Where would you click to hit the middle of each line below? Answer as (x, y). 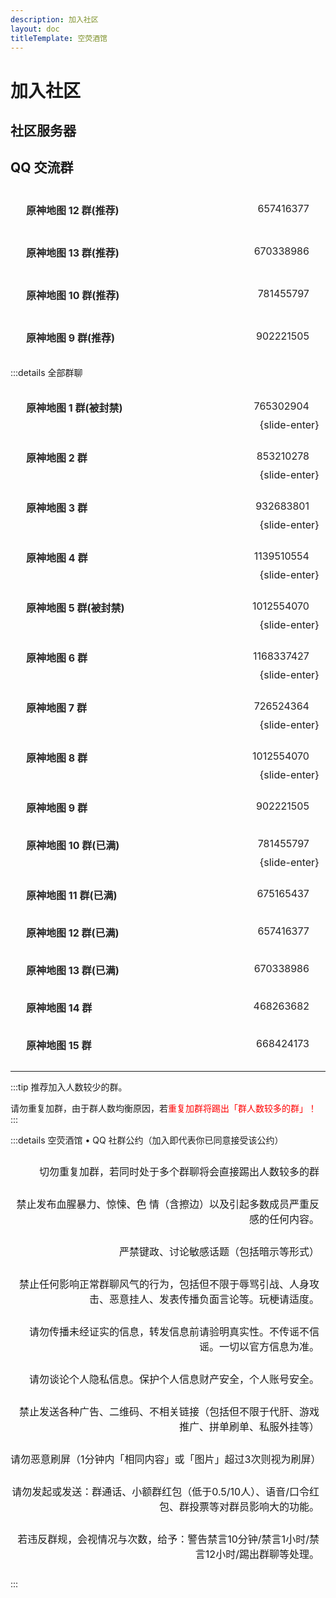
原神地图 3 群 (57, 508)
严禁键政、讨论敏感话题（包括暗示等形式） (219, 1251)
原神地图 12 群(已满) (73, 933)
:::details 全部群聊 (46, 372)
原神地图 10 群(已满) (73, 845)
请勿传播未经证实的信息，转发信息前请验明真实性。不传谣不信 (174, 1331)
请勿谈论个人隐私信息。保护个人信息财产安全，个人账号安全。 (174, 1379)
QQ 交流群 (42, 167)
